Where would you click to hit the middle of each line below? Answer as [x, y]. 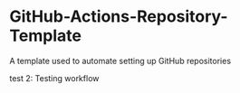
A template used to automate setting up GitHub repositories [120, 60]
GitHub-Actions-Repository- [119, 17]
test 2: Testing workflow [54, 78]
